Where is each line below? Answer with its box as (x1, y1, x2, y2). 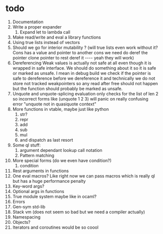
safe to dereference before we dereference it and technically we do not (12, 75, 156, 81)
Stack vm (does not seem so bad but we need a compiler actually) (12, 209, 145, 215)
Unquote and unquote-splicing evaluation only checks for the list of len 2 (12, 90, 159, 97)
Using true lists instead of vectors (12, 39, 80, 45)
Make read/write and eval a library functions (12, 34, 101, 40)
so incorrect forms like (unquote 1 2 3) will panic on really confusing (12, 96, 148, 102)
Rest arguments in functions (12, 168, 69, 174)
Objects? (12, 219, 31, 225)
